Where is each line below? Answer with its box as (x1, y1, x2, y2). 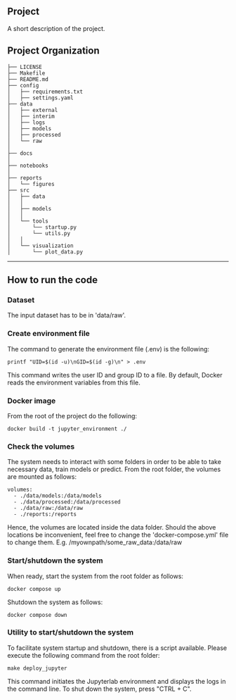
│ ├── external (7, 106, 58, 113)
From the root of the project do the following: (7, 411, 138, 420)
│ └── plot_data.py (7, 248, 83, 256)
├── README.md (7, 75, 49, 83)
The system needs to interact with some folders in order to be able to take (7, 458, 221, 466)
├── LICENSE (7, 63, 42, 70)
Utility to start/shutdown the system (7, 627, 134, 637)
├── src (7, 187, 30, 194)
